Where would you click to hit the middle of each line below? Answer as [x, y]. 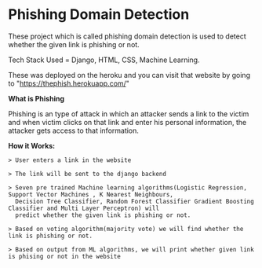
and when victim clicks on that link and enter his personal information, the [127, 122]
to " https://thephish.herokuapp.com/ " [69, 83]
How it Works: [32, 145]
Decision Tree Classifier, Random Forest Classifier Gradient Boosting [135, 201]
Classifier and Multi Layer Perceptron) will [84, 208]
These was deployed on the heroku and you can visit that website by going [129, 75]
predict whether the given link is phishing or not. [103, 215]
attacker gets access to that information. [74, 130]
